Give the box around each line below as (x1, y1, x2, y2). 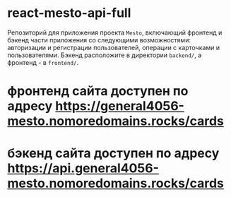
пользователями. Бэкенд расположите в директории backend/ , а (7, 51, 202, 59)
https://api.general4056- (7, 160, 159, 177)
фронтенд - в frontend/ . (7, 58, 79, 66)
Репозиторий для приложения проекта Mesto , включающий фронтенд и (7, 28, 223, 37)
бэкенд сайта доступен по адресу (7, 145, 220, 162)
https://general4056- (55, 98, 185, 114)
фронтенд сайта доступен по (7, 83, 189, 100)
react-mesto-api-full (7, 5, 131, 21)
